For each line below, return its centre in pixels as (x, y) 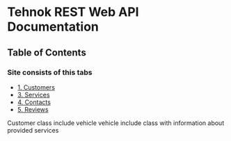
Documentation (53, 27)
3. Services (33, 94)
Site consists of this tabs (50, 72)
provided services (33, 130)
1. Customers (36, 87)
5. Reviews (33, 109)
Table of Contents (47, 52)
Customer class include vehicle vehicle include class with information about (116, 123)
